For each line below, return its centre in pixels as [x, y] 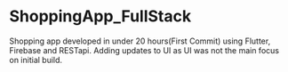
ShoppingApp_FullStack [100, 16]
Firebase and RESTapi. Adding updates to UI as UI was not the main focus [144, 50]
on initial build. [36, 60]
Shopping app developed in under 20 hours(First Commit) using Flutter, [140, 41]
